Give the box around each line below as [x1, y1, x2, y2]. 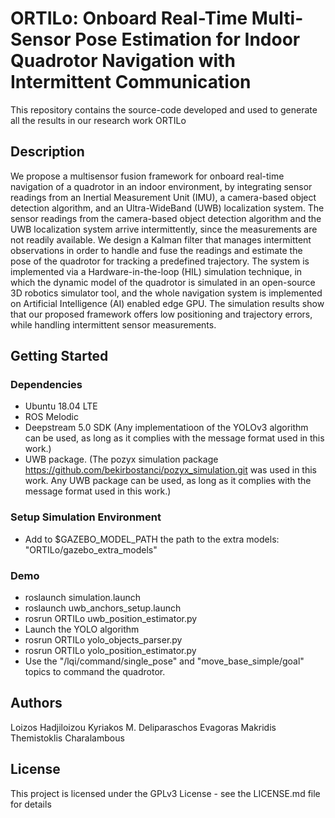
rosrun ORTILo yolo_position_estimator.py [24, 645, 197, 657]
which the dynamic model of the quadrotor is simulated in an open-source [10, 276, 316, 288]
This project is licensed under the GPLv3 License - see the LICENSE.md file [10, 787, 321, 799]
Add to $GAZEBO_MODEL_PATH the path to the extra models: [24, 533, 280, 545]
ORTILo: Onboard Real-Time [10, 7, 248, 30]
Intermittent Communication [10, 71, 252, 94]
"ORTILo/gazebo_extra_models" [24, 543, 158, 556]
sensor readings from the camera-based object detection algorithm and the [10, 212, 322, 224]
